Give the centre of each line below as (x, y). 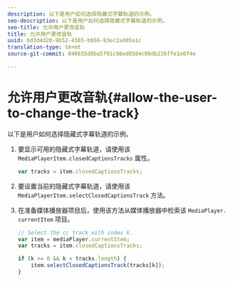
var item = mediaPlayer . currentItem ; (74, 239)
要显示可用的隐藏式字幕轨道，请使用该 (74, 149)
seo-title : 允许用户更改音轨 (46, 27)
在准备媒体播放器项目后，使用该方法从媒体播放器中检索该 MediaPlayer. (122, 210)
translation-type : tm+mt (44, 47)
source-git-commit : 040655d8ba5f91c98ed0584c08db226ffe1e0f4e (102, 54)
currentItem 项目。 (46, 219)
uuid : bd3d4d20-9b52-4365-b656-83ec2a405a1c (74, 41)
